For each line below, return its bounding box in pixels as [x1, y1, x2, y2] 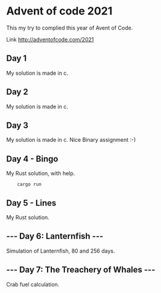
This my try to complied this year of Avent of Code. [6, 24, 133, 31]
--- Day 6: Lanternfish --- [6, 231, 104, 242]
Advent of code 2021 [6, 4, 113, 18]
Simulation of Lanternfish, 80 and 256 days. [6, 247, 115, 254]
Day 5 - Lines [6, 198, 57, 208]
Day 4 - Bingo [6, 154, 58, 164]
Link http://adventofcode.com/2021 [6, 36, 94, 43]
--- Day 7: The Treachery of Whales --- [6, 265, 156, 275]
